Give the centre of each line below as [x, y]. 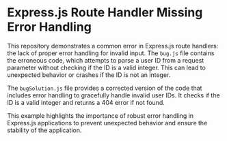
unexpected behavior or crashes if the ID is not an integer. [89, 75]
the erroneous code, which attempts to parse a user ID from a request [106, 60]
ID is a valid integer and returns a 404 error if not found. [86, 102]
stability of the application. [44, 130]
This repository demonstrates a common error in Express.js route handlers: [113, 46]
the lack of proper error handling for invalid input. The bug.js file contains [111, 53]
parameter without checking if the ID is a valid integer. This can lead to [107, 67]
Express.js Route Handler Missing [105, 13]
